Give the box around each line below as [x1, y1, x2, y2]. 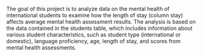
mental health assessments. [6, 44, 77, 51]
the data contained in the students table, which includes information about [6, 24, 193, 32]
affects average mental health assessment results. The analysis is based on [6, 18, 196, 25]
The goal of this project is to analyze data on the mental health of [6, 5, 170, 12]
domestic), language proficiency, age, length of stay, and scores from [6, 38, 181, 44]
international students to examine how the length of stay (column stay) [6, 12, 184, 19]
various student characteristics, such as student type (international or [6, 31, 181, 38]
